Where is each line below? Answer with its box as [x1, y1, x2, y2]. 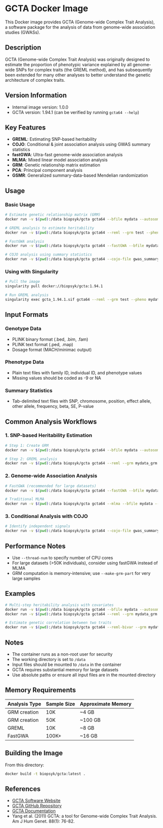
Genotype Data [5, 325, 42, 332]
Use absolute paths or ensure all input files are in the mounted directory [12, 672, 156, 678]
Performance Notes [5, 542, 66, 550]
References [5, 785, 41, 793]
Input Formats [5, 311, 49, 319]
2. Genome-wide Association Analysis [5, 473, 98, 479]
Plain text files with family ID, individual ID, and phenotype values [12, 369, 142, 375]
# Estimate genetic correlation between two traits [5, 620, 112, 626]
